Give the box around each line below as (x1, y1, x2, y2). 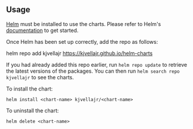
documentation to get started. (6, 27, 78, 34)
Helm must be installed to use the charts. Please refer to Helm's (6, 20, 161, 27)
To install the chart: (6, 85, 53, 92)
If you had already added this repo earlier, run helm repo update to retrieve (6, 61, 188, 68)
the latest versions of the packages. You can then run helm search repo (6, 67, 180, 75)
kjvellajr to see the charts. (6, 73, 74, 80)
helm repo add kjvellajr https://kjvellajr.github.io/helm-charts (6, 50, 153, 57)
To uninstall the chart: (6, 107, 59, 114)
